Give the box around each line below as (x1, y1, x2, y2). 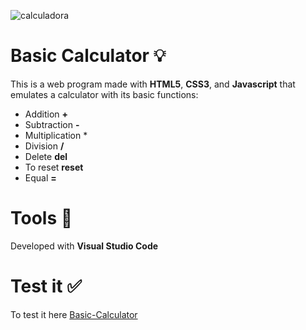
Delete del (24, 150, 68, 162)
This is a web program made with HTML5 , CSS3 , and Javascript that (10, 78, 296, 90)
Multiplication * (24, 129, 88, 141)
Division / (24, 140, 65, 152)
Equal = (24, 171, 57, 184)
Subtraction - (24, 118, 80, 130)
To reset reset (24, 161, 84, 173)
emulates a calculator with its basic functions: (10, 88, 199, 100)
